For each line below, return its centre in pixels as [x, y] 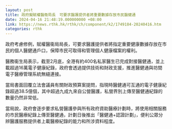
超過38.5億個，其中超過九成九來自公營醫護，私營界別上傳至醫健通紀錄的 [86, 91]
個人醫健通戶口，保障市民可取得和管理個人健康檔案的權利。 [77, 50]
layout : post [19, 10]
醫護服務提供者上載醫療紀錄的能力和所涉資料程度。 [63, 121]
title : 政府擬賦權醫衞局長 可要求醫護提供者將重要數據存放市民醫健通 [70, 15]
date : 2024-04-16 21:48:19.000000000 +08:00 [53, 19]
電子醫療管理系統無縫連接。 [35, 74]
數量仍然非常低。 [23, 98]
